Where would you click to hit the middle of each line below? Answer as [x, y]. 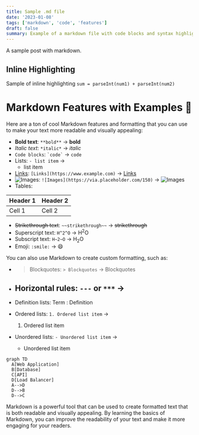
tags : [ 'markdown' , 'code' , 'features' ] [57, 23]
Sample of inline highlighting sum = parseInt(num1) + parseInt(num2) [91, 83]
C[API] [20, 375]
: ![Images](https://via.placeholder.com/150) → [99, 179]
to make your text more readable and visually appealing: [75, 130]
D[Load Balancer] [33, 380]
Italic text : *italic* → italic [48, 148]
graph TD [17, 360]
